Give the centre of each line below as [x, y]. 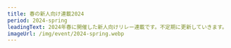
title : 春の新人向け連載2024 [46, 14]
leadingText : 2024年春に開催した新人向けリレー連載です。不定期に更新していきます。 [117, 27]
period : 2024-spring [38, 20]
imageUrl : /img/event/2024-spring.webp [66, 34]
